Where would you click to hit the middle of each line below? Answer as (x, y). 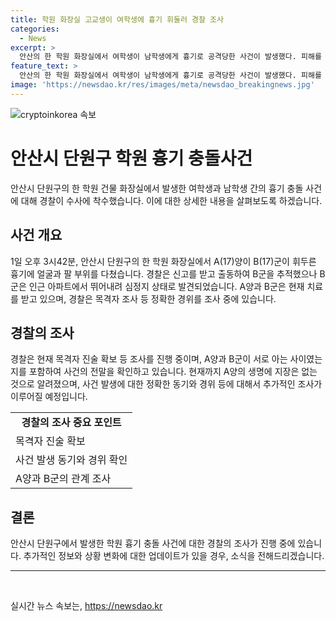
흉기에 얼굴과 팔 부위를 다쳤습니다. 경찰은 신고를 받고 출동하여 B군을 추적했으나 (164, 273)
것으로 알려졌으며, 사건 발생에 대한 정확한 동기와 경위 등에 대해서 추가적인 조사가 (166, 384)
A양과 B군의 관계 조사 (63, 479)
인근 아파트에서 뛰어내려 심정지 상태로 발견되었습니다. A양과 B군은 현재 (166, 286)
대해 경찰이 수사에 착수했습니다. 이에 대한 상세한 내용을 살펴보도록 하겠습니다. (171, 200)
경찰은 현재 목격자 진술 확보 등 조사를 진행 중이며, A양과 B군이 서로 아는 (149, 359)
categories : (35, 29)
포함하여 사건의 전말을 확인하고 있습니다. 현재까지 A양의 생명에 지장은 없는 (173, 372)
